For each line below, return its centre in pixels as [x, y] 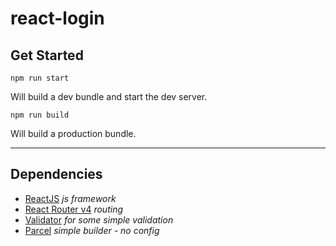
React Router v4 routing [74, 209]
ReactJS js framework [70, 198]
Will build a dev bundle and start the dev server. [109, 96]
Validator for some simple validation [99, 219]
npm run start [40, 78]
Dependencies [56, 174]
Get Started [47, 55]
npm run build [40, 115]
